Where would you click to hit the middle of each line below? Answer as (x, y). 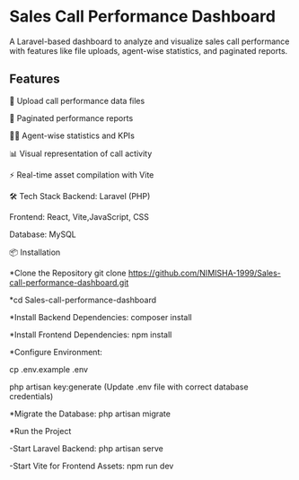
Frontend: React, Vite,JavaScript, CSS (79, 216)
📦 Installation (35, 252)
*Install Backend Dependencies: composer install (101, 317)
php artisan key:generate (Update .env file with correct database (129, 387)
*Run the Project (40, 431)
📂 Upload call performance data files (77, 100)
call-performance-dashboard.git (69, 282)
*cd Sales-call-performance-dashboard (83, 300)
